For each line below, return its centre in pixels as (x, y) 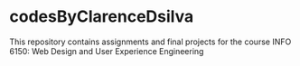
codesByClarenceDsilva (102, 17)
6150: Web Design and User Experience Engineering (107, 51)
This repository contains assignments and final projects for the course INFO (150, 42)
